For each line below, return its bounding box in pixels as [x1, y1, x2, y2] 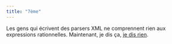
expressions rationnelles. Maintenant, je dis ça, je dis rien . [6, 31, 149, 38]
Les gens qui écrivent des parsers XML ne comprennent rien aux [6, 25, 166, 32]
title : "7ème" [6, 8, 42, 15]
